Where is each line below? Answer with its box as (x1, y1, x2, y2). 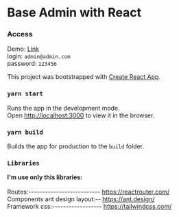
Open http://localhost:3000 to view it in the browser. (7, 111, 155, 119)
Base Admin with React (7, 5, 142, 21)
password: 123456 (7, 60, 57, 68)
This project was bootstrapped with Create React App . (7, 73, 161, 81)
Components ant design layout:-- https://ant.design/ (7, 195, 155, 203)
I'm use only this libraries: (7, 173, 83, 181)
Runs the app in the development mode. (7, 104, 120, 112)
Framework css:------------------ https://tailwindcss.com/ (7, 203, 172, 211)
